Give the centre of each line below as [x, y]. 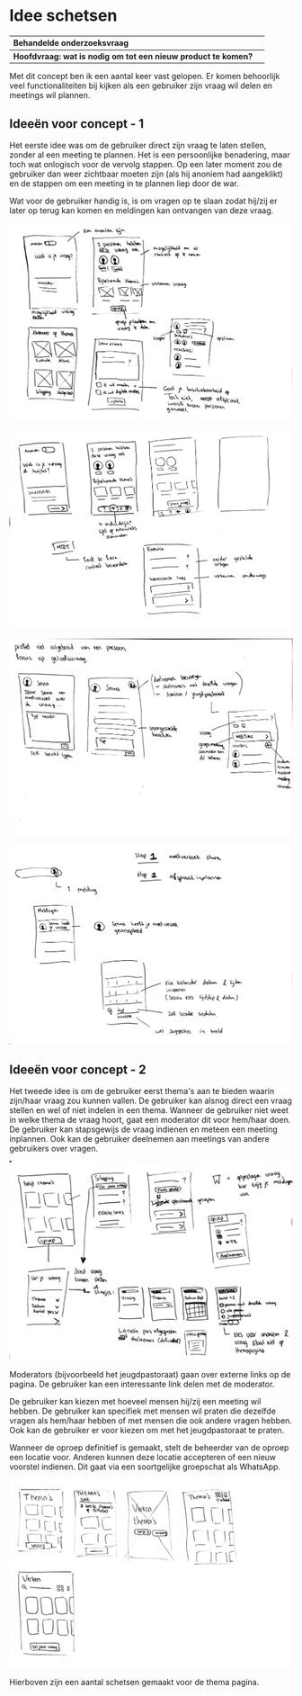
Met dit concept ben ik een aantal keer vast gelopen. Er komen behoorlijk [145, 76]
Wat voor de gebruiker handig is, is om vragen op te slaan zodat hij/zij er [143, 201]
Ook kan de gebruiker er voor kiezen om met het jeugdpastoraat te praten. [147, 1430]
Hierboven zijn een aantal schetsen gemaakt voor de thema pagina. [134, 1683]
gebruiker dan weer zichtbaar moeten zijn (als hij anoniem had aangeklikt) [146, 174]
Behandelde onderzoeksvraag [71, 43]
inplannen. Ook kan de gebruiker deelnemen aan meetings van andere [139, 1139]
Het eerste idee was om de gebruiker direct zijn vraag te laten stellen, [138, 145]
